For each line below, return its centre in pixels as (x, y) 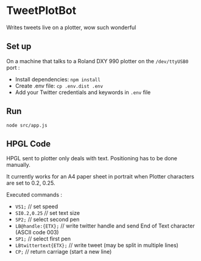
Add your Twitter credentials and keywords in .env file (83, 92)
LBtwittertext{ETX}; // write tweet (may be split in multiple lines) (97, 245)
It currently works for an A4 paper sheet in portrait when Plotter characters (100, 177)
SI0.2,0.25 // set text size (48, 213)
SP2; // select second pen (47, 220)
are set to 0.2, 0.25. (31, 183)
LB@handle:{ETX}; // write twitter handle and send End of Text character (105, 226)
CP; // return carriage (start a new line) (63, 252)
